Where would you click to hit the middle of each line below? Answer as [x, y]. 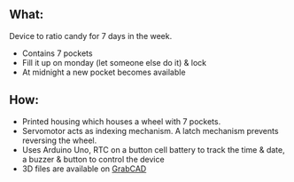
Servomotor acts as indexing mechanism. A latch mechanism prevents [150, 131]
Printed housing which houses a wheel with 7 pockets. [121, 121]
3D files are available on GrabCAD [84, 169]
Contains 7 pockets [57, 53]
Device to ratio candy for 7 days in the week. [91, 36]
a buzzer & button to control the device [93, 159]
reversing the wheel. [59, 140]
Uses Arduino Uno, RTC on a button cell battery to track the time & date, [153, 149]
